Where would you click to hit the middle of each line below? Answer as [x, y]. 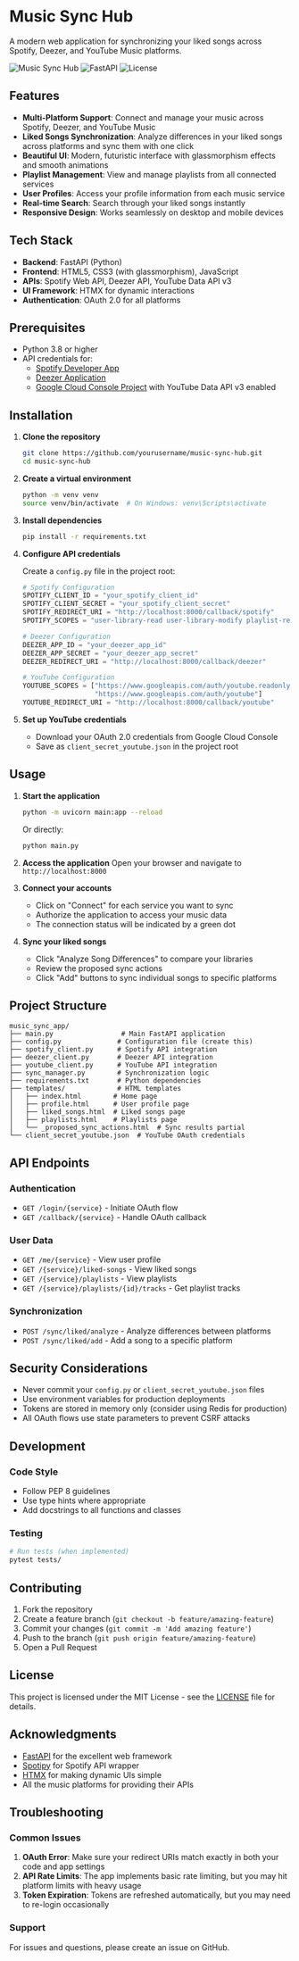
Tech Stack [41, 241]
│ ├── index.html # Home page [83, 1097]
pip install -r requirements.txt [84, 536]
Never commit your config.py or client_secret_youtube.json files [143, 1390]
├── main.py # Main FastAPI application [117, 1034]
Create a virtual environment [77, 478]
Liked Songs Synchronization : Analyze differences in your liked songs [152, 137]
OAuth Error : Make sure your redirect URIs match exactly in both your [150, 1857]
